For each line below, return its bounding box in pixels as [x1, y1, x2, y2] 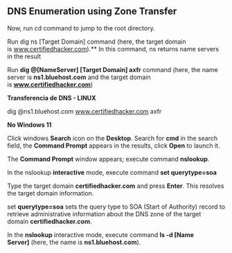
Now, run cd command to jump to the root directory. [7, 24, 155, 32]
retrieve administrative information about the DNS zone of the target [7, 209, 202, 218]
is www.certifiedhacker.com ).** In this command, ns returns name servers [7, 44, 220, 53]
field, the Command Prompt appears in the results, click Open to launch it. [7, 141, 220, 150]
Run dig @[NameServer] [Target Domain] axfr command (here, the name [7, 65, 218, 73]
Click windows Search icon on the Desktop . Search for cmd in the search [7, 134, 218, 142]
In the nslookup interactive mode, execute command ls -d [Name [7, 230, 195, 238]
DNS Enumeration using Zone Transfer [7, 6, 177, 17]
